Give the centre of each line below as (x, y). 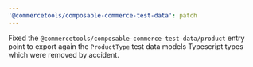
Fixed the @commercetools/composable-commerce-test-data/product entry (127, 38)
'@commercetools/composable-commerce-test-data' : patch (103, 15)
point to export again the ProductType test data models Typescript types (126, 46)
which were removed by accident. (64, 54)
